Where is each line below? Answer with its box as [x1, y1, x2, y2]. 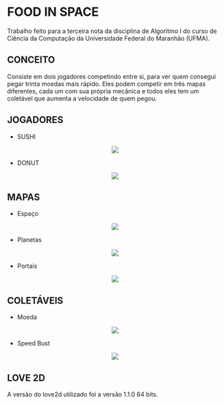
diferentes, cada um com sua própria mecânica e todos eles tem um [7, 87, 200, 95]
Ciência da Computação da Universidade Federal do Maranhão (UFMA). [7, 34, 210, 42]
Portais [16, 262, 38, 270]
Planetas [16, 236, 42, 244]
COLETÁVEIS [7, 295, 64, 306]
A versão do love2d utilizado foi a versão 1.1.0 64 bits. [7, 390, 159, 399]
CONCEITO [7, 54, 55, 66]
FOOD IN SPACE [7, 4, 99, 20]
